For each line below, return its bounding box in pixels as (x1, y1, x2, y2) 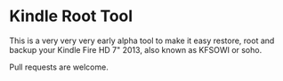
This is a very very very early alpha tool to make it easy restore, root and (9, 35, 275, 46)
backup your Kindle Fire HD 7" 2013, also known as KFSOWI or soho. (9, 44, 263, 55)
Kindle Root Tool (9, 6, 133, 26)
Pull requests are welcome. (9, 62, 109, 72)
